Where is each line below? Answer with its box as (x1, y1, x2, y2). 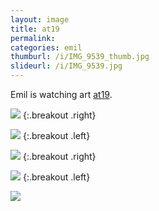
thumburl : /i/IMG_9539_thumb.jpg (10, 52, 150, 62)
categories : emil (10, 42, 83, 53)
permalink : (10, 33, 56, 43)
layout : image (10, 14, 70, 25)
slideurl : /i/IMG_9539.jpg (10, 61, 123, 71)
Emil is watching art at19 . (10, 89, 113, 100)
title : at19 (10, 24, 60, 34)
